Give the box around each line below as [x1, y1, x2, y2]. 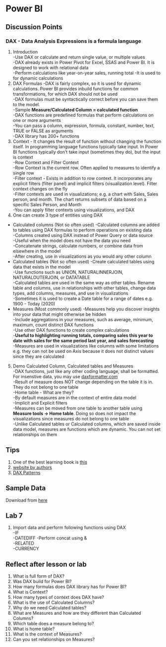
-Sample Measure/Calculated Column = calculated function [12, 107, 138, 113]
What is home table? [12, 626, 55, 632]
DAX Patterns [12, 470, 41, 475]
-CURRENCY [12, 546, 39, 552]
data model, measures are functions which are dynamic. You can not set [12, 426, 161, 432]
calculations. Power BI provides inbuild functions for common [12, 85, 138, 92]
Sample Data [5, 484, 46, 492]
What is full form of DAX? [12, 573, 65, 579]
